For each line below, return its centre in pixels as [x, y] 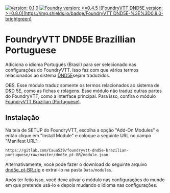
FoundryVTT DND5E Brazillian [70, 40]
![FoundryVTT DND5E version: [131, 8]
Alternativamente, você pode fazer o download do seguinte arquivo [76, 164]
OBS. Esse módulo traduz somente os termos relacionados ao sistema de [82, 85]
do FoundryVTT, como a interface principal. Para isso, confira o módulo [81, 96]
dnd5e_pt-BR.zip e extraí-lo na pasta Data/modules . [59, 169]
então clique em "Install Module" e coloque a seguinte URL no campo [78, 135]
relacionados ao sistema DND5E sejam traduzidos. [58, 75]
